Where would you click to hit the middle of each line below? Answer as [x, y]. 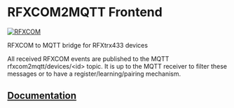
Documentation [42, 96]
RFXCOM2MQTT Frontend [85, 12]
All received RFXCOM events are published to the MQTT [88, 59]
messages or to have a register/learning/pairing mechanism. [94, 74]
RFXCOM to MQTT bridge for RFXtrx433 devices [78, 45]
